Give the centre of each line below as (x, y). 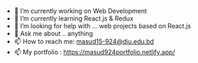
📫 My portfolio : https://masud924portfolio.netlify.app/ (94, 52)
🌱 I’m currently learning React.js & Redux (73, 18)
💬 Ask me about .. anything (54, 33)
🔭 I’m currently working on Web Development (81, 11)
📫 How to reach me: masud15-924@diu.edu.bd (84, 41)
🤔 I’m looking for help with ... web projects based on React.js (103, 26)
